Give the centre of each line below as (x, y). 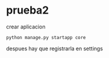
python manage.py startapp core (46, 37)
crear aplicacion (26, 27)
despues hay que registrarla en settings (54, 49)
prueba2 (28, 10)
